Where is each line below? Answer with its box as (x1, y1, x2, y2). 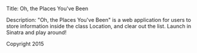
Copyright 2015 (6, 41, 44, 47)
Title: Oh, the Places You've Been (6, 5, 89, 12)
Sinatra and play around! (6, 29, 67, 36)
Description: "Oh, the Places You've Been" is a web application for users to (6, 16, 192, 23)
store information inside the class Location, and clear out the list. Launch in (6, 23, 192, 29)
